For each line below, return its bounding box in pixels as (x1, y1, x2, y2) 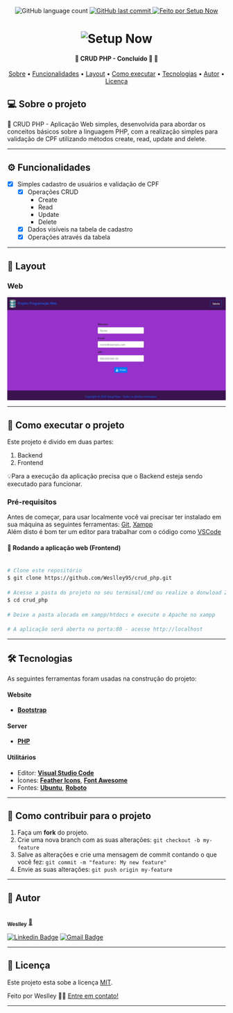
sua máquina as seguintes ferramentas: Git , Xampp (7, 520, 153, 528)
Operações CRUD (27, 188, 78, 196)
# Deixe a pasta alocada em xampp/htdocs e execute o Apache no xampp (7, 611, 216, 618)
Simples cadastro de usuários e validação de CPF (17, 180, 159, 188)
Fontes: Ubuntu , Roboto (17, 783, 87, 792)
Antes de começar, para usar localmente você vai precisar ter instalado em (7, 513, 222, 521)
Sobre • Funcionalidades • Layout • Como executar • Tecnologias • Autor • (8, 70, 225, 78)
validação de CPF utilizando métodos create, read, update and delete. (7, 135, 207, 143)
